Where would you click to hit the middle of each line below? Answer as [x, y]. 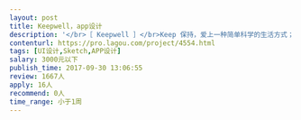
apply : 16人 [31, 85]
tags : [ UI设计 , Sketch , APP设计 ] [65, 51]
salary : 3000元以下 [44, 60]
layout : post [34, 18]
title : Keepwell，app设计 [56, 26]
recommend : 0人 [37, 93]
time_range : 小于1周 [46, 102]
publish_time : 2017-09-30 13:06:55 [76, 69]
